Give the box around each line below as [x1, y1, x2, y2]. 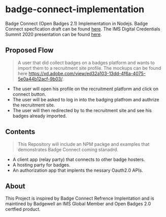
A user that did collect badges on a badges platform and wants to [17, 60, 155, 66]
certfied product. [5, 206, 41, 212]
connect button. [12, 91, 46, 97]
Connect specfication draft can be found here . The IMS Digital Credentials [5, 25, 160, 32]
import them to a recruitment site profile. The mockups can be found [17, 65, 161, 71]
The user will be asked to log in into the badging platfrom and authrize [12, 96, 159, 102]
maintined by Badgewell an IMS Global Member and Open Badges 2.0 [5, 201, 151, 207]
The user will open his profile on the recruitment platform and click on [12, 86, 159, 92]
